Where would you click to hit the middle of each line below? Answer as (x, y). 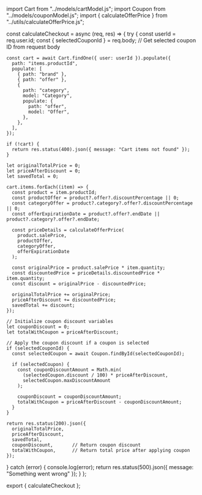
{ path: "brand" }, (42, 74)
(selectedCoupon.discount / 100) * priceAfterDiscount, (95, 375)
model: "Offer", (49, 112)
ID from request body (33, 47)
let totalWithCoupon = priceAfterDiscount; (63, 332)
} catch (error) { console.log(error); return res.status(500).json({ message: (100, 467)
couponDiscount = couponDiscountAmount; (69, 397)
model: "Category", (47, 96)
